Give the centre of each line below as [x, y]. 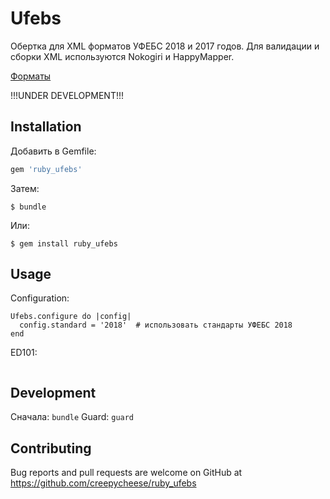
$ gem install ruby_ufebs [64, 243]
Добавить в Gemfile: [53, 151]
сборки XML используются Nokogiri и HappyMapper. [122, 56]
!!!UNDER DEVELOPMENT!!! [67, 95]
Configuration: [40, 298]
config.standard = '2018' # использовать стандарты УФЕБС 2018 [156, 325]
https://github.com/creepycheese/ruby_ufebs [103, 483]
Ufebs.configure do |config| [71, 317]
